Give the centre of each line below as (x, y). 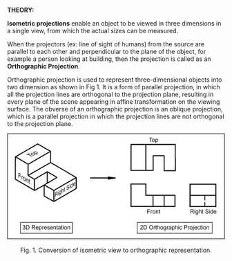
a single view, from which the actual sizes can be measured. (93, 31)
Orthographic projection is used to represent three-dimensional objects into (115, 80)
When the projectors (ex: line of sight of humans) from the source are (106, 44)
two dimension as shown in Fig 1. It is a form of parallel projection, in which (114, 87)
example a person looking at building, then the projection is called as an (109, 59)
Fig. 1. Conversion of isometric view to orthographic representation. (116, 250)
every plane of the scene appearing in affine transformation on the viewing (114, 102)
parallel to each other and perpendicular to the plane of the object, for (107, 52)
